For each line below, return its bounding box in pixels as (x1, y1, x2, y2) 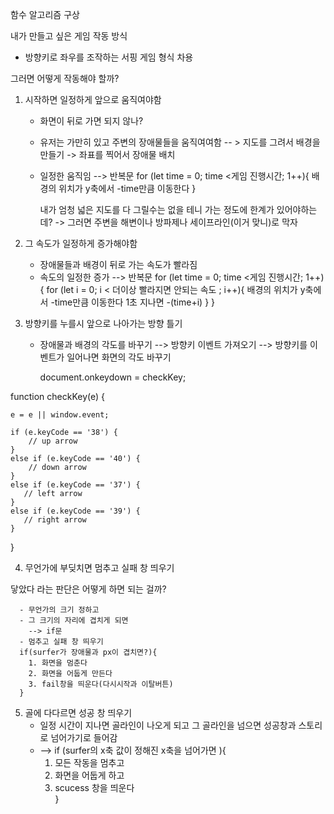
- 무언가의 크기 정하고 (19, 605, 100, 615)
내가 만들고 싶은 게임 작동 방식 (10, 30, 128, 42)
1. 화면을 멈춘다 (28, 658, 88, 668)
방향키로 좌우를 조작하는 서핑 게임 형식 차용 (24, 51, 194, 63)
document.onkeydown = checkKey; (39, 371, 187, 383)
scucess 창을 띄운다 (54, 782, 135, 793)
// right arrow (23, 515, 87, 525)
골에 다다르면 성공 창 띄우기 (24, 707, 133, 718)
